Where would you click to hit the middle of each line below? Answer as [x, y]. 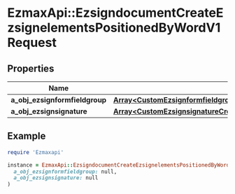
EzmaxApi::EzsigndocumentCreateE [115, 13]
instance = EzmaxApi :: [40, 165]
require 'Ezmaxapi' [36, 152]
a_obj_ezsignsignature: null [56, 178]
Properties [31, 68]
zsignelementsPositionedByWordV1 [114, 28]
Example [27, 136]
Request [32, 43]
